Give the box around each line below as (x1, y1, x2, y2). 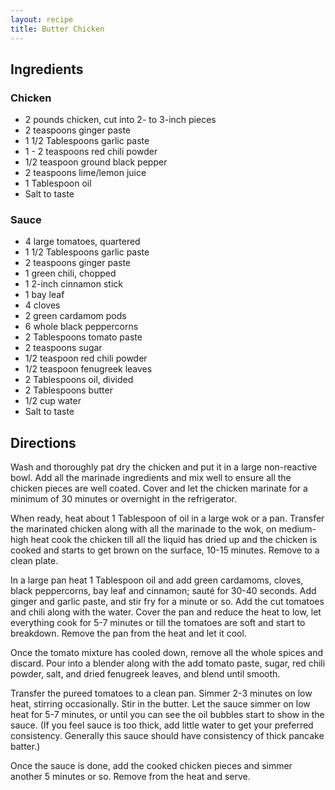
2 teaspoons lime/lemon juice (24, 167, 147, 179)
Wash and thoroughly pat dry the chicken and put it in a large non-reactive (10, 461, 318, 473)
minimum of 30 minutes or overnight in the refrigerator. (10, 493, 238, 505)
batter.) (10, 741, 41, 753)
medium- (278, 523, 317, 535)
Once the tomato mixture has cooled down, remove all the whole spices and (10, 647, 324, 659)
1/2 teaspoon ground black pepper (24, 156, 168, 168)
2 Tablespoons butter (24, 384, 113, 396)
